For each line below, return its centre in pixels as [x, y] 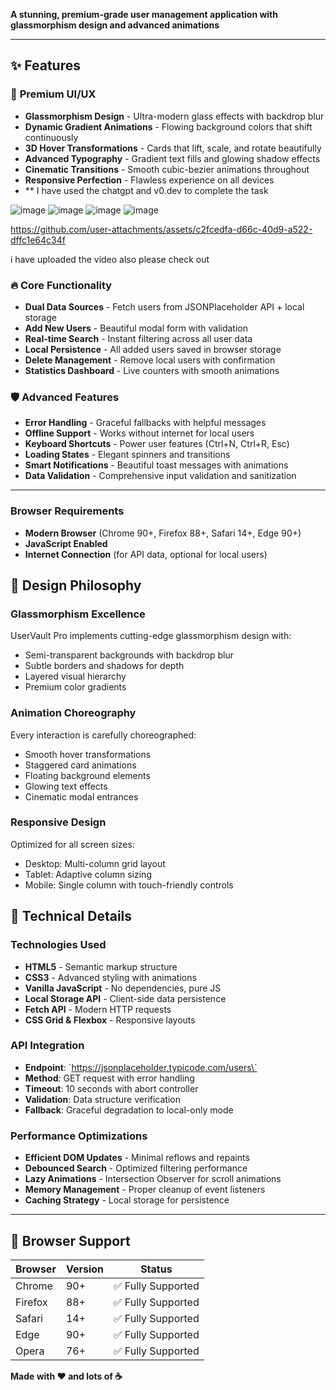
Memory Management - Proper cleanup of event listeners [145, 1190]
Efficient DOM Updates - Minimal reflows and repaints [137, 1158]
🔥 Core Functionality [61, 285]
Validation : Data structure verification [102, 1099]
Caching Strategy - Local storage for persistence [127, 1200]
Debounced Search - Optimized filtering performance [136, 1168]
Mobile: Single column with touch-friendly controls [129, 885]
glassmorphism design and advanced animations [115, 25]
